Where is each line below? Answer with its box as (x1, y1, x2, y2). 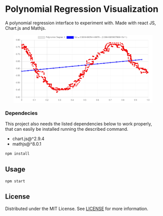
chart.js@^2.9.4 (12, 136, 44, 142)
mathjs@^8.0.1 (12, 141, 41, 147)
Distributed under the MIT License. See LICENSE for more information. (5, 206, 149, 212)
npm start (5, 179, 26, 184)
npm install (5, 151, 30, 157)
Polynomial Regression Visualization (5, 3, 159, 15)
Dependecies (5, 110, 38, 117)
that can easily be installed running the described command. (5, 126, 128, 132)
